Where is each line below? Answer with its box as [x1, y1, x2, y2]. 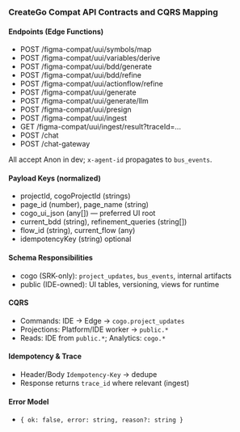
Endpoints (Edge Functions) [8, 27, 104, 36]
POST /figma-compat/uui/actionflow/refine [19, 79, 163, 89]
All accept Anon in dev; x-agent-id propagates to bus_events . [8, 155, 213, 164]
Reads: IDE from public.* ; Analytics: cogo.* [19, 332, 166, 342]
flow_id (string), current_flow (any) [19, 226, 136, 235]
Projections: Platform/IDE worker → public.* [19, 324, 169, 334]
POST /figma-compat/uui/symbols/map [19, 44, 152, 54]
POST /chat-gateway [19, 139, 91, 149]
